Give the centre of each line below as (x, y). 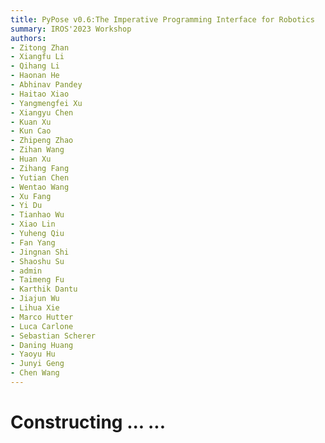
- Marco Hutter (42, 317)
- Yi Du (26, 206)
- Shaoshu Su (37, 261)
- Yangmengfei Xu (46, 103)
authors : (28, 38)
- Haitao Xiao (40, 94)
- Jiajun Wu (35, 299)
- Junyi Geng (37, 364)
